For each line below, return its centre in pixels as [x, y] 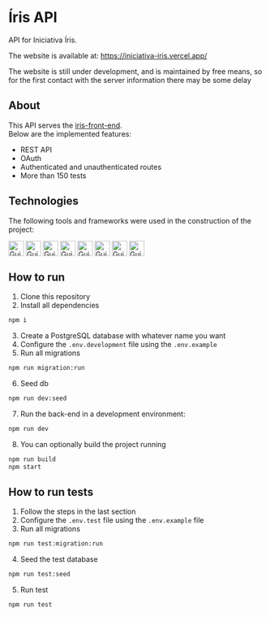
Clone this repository [55, 297]
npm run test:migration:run [56, 544]
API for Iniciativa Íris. [43, 40]
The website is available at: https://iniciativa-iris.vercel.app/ [108, 55]
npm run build [32, 459]
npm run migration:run [47, 368]
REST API [36, 150]
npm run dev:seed [38, 398]
